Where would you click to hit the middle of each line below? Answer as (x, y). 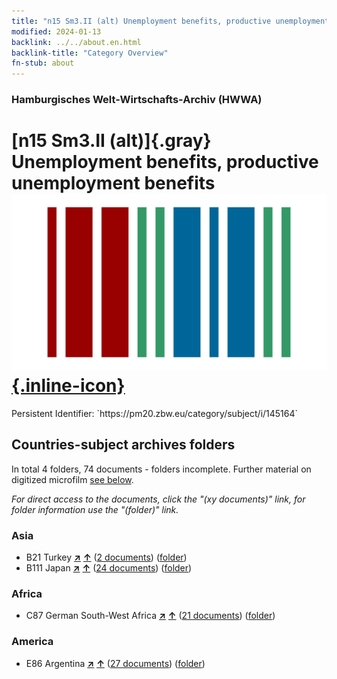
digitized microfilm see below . (72, 479)
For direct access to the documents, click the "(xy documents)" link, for (158, 499)
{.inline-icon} (68, 386)
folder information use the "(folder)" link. (95, 509)
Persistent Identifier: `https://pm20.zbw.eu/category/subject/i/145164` (155, 413)
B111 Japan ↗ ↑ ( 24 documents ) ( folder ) (109, 568)
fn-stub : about (43, 63)
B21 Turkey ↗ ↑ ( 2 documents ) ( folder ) (106, 557)
